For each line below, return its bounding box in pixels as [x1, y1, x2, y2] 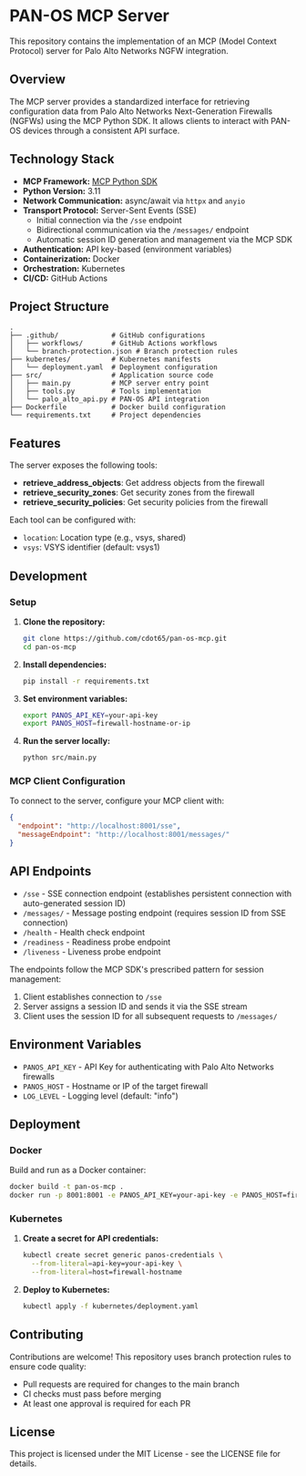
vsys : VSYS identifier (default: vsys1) [22, 542, 161, 552]
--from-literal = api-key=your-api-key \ [31, 1259, 183, 1268]
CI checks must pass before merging [22, 1388, 162, 1399]
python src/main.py [22, 753, 97, 762]
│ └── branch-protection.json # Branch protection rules [9, 347, 239, 356]
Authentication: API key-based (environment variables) [22, 243, 232, 254]
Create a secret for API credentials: [22, 1233, 159, 1244]
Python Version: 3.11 [22, 185, 101, 196]
